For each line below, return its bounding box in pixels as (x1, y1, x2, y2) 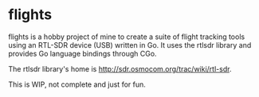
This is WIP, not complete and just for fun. (8, 80, 146, 89)
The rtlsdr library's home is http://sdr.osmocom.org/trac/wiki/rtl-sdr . (8, 64, 232, 73)
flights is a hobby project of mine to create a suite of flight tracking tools (8, 32, 245, 41)
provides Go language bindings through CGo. (8, 48, 157, 58)
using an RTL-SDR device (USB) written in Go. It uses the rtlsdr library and (8, 40, 252, 49)
